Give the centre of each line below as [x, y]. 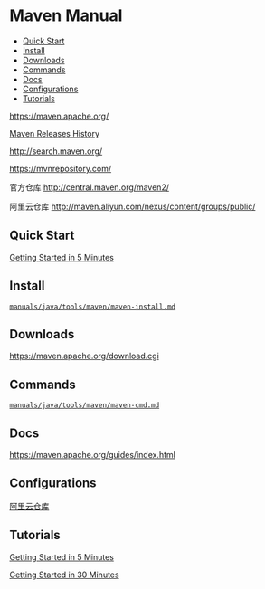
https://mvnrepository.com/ [60, 168]
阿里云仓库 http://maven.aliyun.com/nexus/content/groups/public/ [132, 206]
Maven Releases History [55, 133]
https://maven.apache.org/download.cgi [85, 356]
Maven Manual [66, 16]
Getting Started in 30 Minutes [64, 575]
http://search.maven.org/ [56, 151]
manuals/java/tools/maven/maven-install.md [93, 307]
